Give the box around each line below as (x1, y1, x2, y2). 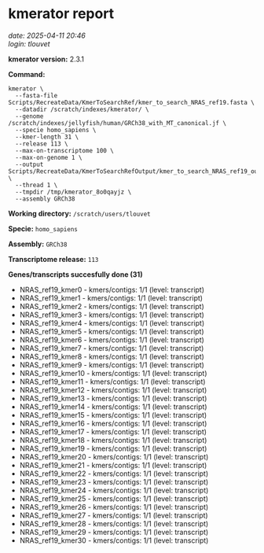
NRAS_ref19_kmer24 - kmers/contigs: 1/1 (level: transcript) (19, 485, 209, 495)
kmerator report (8, 5, 115, 23)
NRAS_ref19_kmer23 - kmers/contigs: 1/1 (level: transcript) (19, 477, 209, 486)
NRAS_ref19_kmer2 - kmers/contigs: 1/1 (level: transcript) (19, 301, 204, 311)
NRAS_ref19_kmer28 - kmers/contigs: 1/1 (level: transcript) (19, 518, 209, 528)
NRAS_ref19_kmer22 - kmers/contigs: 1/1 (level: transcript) (19, 469, 209, 478)
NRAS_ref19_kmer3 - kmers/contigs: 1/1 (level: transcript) (19, 310, 204, 319)
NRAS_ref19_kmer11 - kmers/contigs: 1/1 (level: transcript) (19, 377, 206, 386)
